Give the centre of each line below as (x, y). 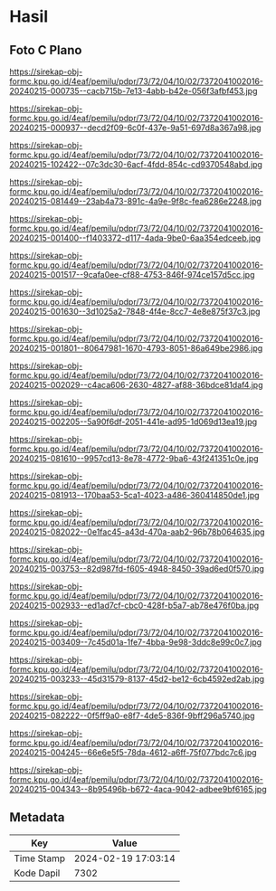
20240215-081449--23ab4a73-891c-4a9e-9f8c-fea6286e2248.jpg (136, 201)
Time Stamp (40, 858)
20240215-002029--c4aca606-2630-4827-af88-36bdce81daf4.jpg (137, 385)
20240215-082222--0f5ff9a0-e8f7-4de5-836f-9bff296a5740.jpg (132, 716)
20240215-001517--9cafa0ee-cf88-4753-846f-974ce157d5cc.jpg (132, 275)
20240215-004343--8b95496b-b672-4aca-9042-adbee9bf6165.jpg (138, 789)
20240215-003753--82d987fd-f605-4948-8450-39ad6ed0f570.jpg (137, 569)
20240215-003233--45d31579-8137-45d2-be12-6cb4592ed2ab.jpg (137, 679)
